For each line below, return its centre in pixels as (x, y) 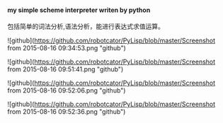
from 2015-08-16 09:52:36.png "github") (67, 112)
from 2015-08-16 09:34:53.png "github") (67, 48)
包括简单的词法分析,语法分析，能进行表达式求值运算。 (86, 27)
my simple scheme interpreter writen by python (79, 10)
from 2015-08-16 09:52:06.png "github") (67, 90)
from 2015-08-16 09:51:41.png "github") (65, 69)
